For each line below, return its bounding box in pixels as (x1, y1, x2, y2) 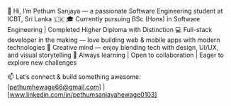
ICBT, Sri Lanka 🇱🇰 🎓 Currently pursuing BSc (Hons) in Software (7, 15, 201, 23)
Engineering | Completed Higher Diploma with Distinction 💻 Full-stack (7, 26, 213, 33)
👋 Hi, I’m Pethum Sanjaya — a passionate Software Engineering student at (7, 7, 223, 15)
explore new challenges (7, 58, 77, 67)
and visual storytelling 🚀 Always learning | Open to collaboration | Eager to (7, 51, 225, 59)
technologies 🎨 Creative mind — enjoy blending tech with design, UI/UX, (7, 43, 219, 51)
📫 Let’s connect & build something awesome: (7, 73, 142, 81)
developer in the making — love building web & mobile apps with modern (7, 36, 221, 44)
